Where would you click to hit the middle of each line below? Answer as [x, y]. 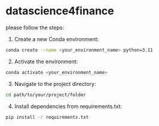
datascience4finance [60, 11]
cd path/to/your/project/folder [46, 95]
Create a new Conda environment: [56, 39]
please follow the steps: [35, 27]
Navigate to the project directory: [55, 84]
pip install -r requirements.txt [47, 117]
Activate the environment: [46, 62]
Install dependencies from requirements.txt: [68, 106]
